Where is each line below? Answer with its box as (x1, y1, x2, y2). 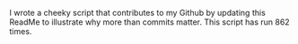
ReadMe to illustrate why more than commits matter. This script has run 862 (9, 17, 290, 27)
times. (9, 26, 32, 36)
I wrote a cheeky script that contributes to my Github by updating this (9, 8, 267, 18)
